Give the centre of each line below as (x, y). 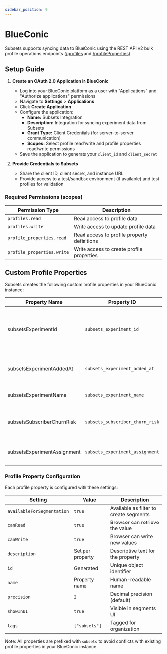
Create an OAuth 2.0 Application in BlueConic (60, 81)
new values (124, 542)
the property (125, 557)
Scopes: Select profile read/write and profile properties (84, 144)
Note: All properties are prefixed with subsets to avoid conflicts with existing (83, 641)
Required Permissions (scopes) (44, 197)
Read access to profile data (106, 218)
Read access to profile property (111, 235)
